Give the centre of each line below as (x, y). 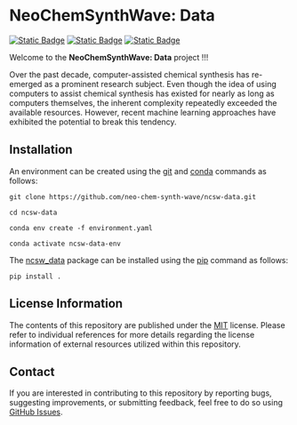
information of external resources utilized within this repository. (125, 344)
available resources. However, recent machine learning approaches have (143, 112)
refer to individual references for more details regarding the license (132, 334)
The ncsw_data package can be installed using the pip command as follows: (149, 260)
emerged (26, 84)
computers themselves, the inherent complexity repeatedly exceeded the (143, 102)
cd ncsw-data (33, 212)
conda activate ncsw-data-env (65, 244)
